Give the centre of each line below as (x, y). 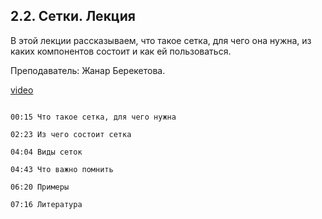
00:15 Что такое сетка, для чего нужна (93, 117)
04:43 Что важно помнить (62, 169)
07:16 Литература (46, 204)
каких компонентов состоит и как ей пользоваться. (121, 51)
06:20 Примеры (40, 187)
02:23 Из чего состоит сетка (71, 134)
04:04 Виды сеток (46, 152)
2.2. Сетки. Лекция (73, 16)
